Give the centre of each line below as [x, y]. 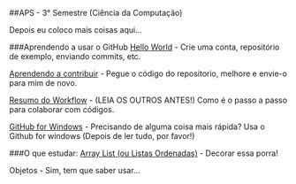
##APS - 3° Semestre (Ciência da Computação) [96, 13]
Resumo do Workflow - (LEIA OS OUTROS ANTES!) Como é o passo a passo [148, 100]
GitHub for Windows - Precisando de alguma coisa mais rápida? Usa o [137, 126]
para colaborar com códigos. [62, 109]
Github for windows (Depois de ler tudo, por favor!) [102, 136]
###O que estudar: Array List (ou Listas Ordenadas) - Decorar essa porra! [144, 153]
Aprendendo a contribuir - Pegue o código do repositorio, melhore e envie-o [148, 73]
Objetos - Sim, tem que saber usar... [75, 170]
